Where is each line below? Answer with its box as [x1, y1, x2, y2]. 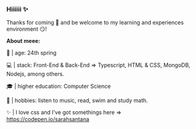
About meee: [6, 37, 41, 45]
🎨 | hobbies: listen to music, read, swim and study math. [6, 97, 149, 104]
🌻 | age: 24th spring [6, 49, 57, 57]
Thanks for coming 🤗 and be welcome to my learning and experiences [6, 19, 184, 26]
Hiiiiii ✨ [6, 5, 29, 14]
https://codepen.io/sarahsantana [6, 115, 90, 123]
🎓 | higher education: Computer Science [6, 82, 111, 90]
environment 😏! [6, 25, 47, 33]
